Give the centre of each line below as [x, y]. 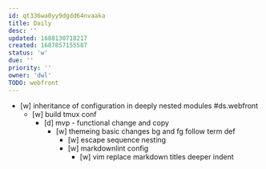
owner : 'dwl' [30, 75]
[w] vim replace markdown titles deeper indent [157, 156]
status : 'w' [28, 53]
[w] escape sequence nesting [117, 139]
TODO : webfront [34, 82]
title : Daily [30, 23]
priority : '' [30, 68]
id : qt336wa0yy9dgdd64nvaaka [57, 16]
